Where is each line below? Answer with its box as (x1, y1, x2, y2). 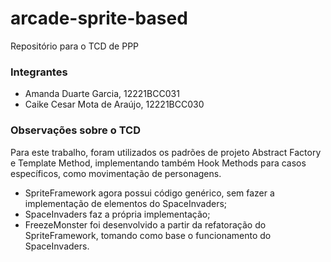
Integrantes (10, 65, 68, 79)
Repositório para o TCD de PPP (10, 40, 140, 52)
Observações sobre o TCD (10, 123, 141, 137)
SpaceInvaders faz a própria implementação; (24, 208, 211, 220)
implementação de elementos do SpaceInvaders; (24, 197, 228, 209)
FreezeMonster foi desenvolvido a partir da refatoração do (24, 218, 267, 231)
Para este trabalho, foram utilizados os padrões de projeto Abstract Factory (10, 146, 322, 158)
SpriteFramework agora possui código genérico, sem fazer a (24, 187, 275, 199)
